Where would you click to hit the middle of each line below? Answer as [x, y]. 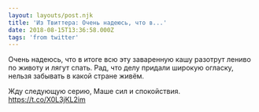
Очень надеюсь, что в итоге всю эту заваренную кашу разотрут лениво [130, 60]
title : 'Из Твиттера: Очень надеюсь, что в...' [88, 23]
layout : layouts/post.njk [50, 15]
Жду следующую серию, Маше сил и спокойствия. [94, 92]
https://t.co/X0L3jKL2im [47, 99]
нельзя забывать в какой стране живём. [76, 76]
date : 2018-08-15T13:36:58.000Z [61, 30]
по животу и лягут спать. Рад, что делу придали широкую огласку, [121, 68]
